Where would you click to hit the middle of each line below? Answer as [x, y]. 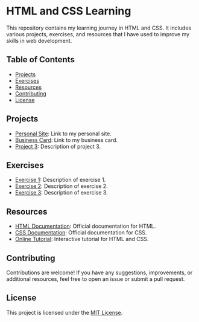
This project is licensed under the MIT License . [65, 312]
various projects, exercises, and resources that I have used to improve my [98, 34]
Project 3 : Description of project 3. [58, 146]
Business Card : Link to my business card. [66, 140]
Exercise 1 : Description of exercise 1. [60, 180]
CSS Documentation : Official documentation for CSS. [81, 233]
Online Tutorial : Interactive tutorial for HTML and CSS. [82, 239]
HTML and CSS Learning [69, 11]
